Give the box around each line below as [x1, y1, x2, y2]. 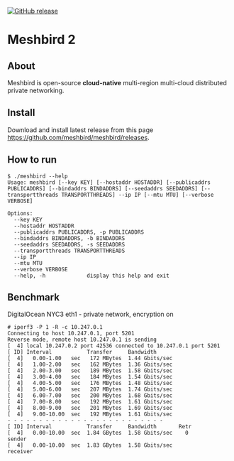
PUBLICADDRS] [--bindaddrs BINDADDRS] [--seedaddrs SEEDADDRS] [7, 185, 199, 192]
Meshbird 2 [7, 32, 76, 48]
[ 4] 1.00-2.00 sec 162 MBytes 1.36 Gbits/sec [7, 361, 173, 369]
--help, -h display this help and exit [13, 272, 170, 279]
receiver [7, 448, 33, 455]
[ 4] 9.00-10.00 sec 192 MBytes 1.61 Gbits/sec [7, 411, 173, 418]
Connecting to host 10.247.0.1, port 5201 [7, 330, 135, 337]
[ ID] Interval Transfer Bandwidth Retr [7, 423, 192, 430]
